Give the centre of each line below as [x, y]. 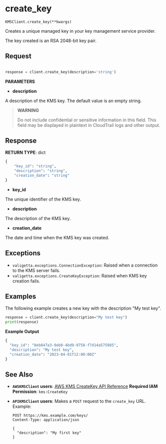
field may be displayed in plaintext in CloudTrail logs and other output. [89, 125]
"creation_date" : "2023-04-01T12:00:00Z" [53, 354]
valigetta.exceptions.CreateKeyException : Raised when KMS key [80, 276]
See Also [19, 374]
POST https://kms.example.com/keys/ [50, 416]
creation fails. [26, 281]
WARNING [28, 110]
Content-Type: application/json [46, 420]
